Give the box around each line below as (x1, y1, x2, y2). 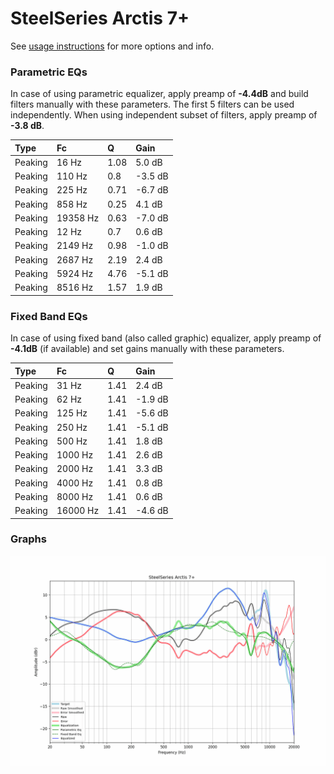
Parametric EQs (10, 65, 88, 79)
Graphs (10, 532, 47, 546)
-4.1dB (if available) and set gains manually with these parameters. (10, 343, 285, 355)
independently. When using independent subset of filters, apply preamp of (10, 109, 318, 121)
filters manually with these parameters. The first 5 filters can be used (10, 98, 295, 111)
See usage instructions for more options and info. (10, 40, 215, 52)
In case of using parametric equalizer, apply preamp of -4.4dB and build (10, 88, 309, 100)
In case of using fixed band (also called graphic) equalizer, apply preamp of (10, 332, 322, 344)
